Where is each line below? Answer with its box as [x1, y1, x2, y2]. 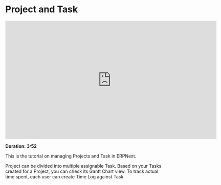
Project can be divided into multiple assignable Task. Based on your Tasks [5, 163, 162, 169]
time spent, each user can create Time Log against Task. [5, 173, 125, 179]
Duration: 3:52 [5, 143, 37, 149]
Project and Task [5, 4, 78, 15]
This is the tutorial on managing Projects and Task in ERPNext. [5, 153, 137, 159]
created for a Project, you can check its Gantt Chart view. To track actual [5, 168, 159, 174]
